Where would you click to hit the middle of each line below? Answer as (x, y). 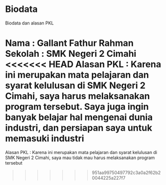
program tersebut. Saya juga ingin (77, 107)
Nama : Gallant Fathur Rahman (69, 43)
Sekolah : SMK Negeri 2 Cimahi (71, 54)
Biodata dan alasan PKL (29, 23)
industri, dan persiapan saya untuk (79, 128)
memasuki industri (45, 139)
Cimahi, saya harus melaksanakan (78, 96)
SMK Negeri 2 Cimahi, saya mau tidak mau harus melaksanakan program (80, 158)
